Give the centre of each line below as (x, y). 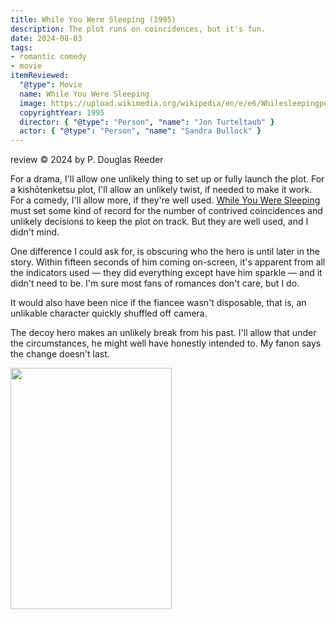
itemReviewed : (40, 76)
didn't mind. (35, 232)
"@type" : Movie (51, 85)
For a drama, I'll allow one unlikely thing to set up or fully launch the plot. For (167, 179)
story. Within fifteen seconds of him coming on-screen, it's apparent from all (168, 262)
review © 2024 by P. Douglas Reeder (87, 160)
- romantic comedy (48, 57)
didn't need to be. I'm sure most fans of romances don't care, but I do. (155, 283)
